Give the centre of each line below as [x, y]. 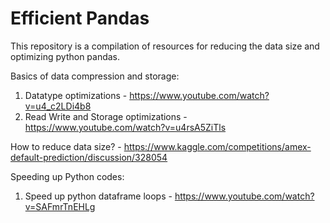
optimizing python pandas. [65, 56]
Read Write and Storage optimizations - [106, 116]
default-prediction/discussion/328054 [89, 157]
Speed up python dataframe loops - [98, 196]
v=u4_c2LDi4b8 [58, 106]
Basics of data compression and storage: [95, 76]
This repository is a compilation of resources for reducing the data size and [165, 46]
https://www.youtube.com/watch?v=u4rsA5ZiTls [125, 127]
